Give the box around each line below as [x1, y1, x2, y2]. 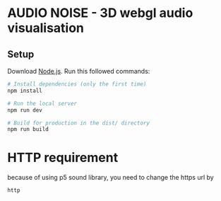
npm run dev [7, 106, 42, 114]
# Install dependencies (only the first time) [7, 81, 147, 88]
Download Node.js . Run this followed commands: [7, 67, 150, 75]
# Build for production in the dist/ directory [7, 119, 150, 127]
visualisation [7, 20, 85, 36]
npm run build [7, 126, 49, 133]
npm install [7, 87, 42, 94]
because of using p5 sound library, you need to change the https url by [7, 173, 214, 182]
